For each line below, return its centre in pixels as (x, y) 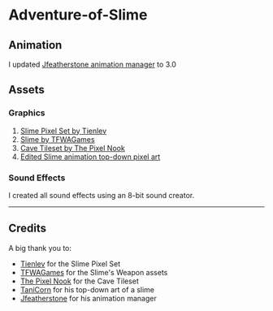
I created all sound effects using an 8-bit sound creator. (102, 195)
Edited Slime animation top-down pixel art (90, 157)
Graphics (27, 113)
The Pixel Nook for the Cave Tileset (80, 281)
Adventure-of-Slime (78, 15)
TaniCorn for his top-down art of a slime (87, 289)
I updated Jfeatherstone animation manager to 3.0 (92, 64)
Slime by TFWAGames (57, 139)
